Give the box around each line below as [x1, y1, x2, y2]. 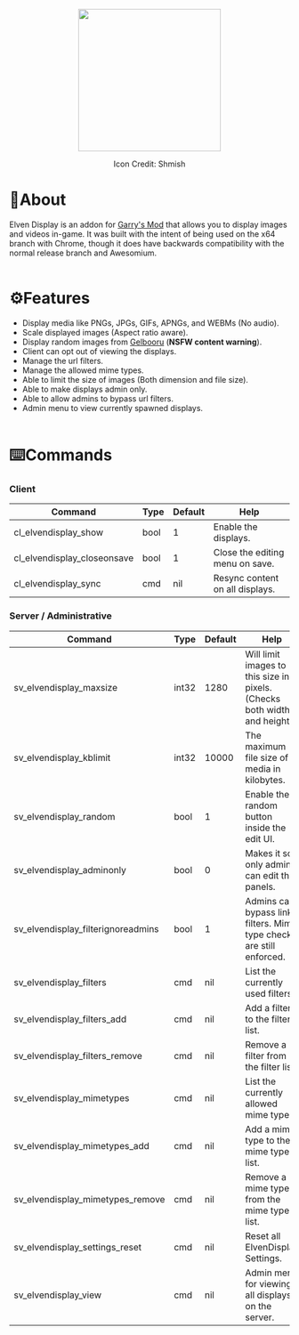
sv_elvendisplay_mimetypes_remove [13, 1193, 166, 1205]
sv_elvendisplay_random [13, 810, 116, 822]
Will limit [245, 648, 280, 660]
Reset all [245, 1229, 281, 1242]
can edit [245, 869, 279, 881]
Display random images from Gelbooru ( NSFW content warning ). [21, 336, 263, 347]
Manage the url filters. [21, 355, 104, 366]
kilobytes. [245, 773, 287, 786]
